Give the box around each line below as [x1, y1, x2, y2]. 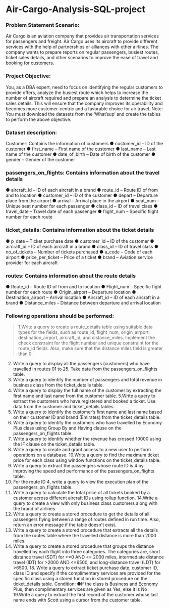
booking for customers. [6, 60, 54, 66]
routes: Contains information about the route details [6, 272, 136, 279]
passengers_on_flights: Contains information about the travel [6, 169, 160, 176]
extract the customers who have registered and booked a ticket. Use [13, 398, 156, 404]
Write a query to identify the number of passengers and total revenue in [13, 377, 162, 383]
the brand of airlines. [13, 506, 57, 512]
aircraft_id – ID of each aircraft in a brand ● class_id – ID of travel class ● [6, 243, 158, 249]
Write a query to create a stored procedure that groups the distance [13, 543, 154, 549]
